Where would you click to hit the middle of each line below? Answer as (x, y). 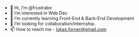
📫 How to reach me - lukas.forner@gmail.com (58, 29)
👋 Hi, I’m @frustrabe (31, 8)
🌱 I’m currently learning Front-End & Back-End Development (72, 18)
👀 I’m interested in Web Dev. (39, 13)
